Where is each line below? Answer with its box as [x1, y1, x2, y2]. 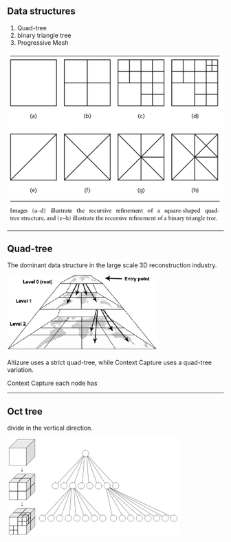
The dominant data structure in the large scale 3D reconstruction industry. [7, 261, 217, 269]
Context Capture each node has [7, 379, 98, 388]
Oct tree [7, 406, 43, 417]
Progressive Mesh [16, 38, 69, 47]
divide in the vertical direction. [7, 424, 93, 432]
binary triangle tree [16, 31, 71, 39]
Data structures [7, 6, 76, 17]
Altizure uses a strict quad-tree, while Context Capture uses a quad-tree [7, 358, 212, 367]
